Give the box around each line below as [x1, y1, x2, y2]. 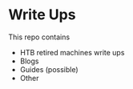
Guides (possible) [19, 64, 79, 74]
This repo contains [8, 32, 71, 42]
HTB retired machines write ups [19, 47, 125, 57]
